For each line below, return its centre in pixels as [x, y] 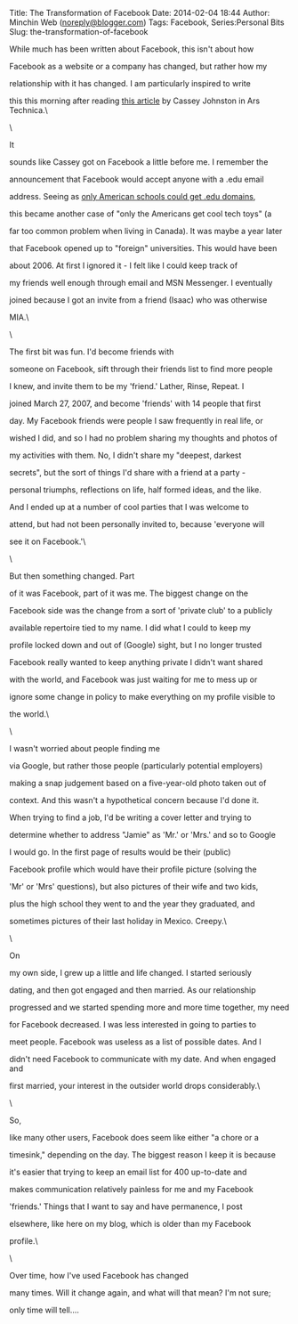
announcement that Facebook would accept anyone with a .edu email [137, 179]
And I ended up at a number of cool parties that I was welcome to [129, 507]
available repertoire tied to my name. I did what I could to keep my [130, 628]
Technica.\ [29, 110]
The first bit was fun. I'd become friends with [92, 352]
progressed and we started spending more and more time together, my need [149, 1007]
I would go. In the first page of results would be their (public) [120, 852]
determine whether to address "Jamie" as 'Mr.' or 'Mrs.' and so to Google [142, 835]
